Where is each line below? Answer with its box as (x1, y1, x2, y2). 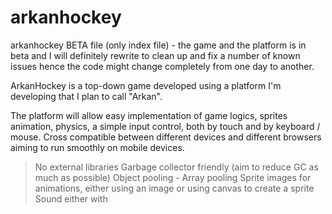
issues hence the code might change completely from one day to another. (10, 60, 315, 72)
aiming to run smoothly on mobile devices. (10, 141, 185, 153)
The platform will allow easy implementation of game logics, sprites (10, 109, 288, 121)
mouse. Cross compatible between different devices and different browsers (10, 131, 322, 143)
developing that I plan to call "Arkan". (10, 90, 163, 102)
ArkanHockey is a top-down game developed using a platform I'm (10, 79, 282, 91)
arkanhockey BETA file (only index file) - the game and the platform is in (10, 39, 307, 51)
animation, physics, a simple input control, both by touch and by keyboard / (10, 120, 321, 132)
